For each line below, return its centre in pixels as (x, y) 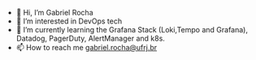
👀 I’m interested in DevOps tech (69, 21)
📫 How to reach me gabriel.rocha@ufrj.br (87, 47)
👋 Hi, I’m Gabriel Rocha (54, 13)
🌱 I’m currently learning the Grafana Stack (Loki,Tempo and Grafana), (132, 30)
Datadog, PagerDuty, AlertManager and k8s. (90, 38)
